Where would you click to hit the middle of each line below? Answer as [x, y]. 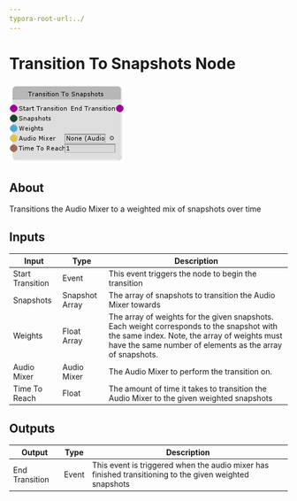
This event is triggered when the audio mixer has [180, 465]
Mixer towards [135, 304]
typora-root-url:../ [47, 19]
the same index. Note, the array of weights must [196, 335]
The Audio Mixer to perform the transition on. [190, 372]
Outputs [32, 428]
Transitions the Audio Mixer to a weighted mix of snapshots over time [135, 209]
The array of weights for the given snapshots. [191, 317]
